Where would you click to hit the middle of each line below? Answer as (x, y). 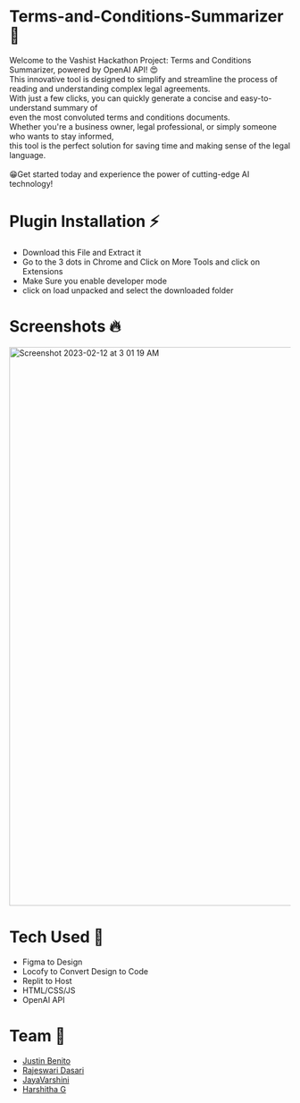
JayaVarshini (46, 1080)
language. (28, 155)
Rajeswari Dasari (53, 1070)
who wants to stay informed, (62, 136)
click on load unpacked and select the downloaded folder (128, 290)
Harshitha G (44, 1089)
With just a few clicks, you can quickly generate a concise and (124, 98)
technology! (31, 183)
